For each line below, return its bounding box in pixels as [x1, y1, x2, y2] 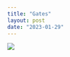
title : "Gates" [7, 10, 52, 18]
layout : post [7, 17, 45, 24]
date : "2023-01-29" [7, 23, 64, 30]
